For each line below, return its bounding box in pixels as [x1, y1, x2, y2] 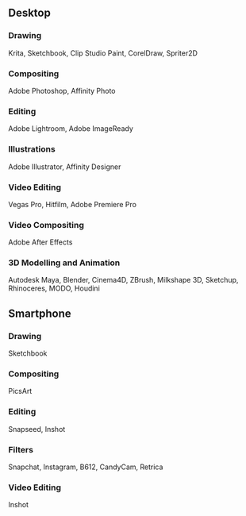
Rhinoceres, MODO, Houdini [8, 283, 101, 293]
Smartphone [8, 306, 71, 320]
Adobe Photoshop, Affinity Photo [8, 86, 116, 95]
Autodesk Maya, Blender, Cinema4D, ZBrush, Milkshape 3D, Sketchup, [8, 275, 239, 285]
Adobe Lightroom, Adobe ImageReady [8, 124, 133, 133]
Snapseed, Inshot [8, 424, 66, 433]
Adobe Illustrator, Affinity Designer [8, 162, 121, 171]
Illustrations [8, 144, 56, 155]
